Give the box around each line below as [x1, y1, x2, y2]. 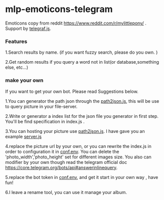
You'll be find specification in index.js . [5, 118, 85, 124]
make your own [5, 77, 44, 84]
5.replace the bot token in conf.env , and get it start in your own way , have [5, 174, 158, 180]
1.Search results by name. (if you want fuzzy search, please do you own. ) [5, 49, 158, 56]
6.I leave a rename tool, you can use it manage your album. [5, 189, 127, 195]
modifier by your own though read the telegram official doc [5, 159, 127, 165]
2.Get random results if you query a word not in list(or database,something [5, 59, 159, 65]
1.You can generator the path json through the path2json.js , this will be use [5, 98, 159, 104]
